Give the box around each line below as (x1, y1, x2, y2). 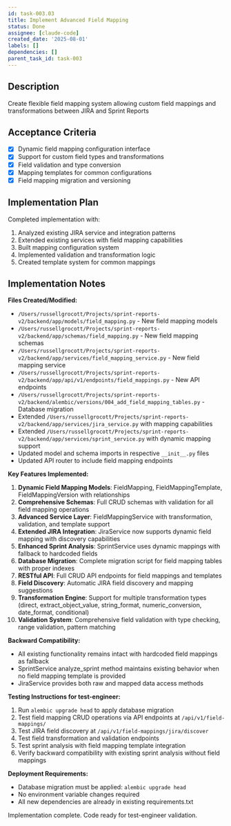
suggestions (17, 586, 54, 595)
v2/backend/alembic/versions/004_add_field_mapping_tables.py (17, 399, 201, 406)
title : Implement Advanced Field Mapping (8, 17, 129, 24)
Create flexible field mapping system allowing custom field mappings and (8, 99, 217, 107)
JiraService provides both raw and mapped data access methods (17, 679, 204, 688)
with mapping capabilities (139, 420, 213, 428)
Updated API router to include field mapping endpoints (17, 457, 173, 465)
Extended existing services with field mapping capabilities (17, 236, 183, 244)
